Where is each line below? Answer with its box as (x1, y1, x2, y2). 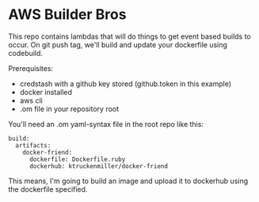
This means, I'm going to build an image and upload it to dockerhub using (8, 176, 249, 185)
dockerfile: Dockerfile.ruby (29, 155, 126, 163)
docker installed (19, 87, 73, 96)
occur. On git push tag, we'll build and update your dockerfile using (8, 39, 228, 49)
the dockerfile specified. (8, 184, 88, 194)
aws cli (19, 95, 44, 105)
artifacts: (15, 141, 51, 149)
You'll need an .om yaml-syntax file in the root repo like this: (8, 119, 204, 129)
